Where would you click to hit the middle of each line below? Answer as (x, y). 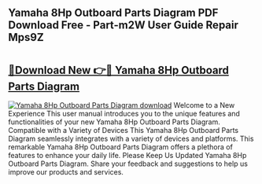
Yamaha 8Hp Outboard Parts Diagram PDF (113, 13)
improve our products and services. (66, 172)
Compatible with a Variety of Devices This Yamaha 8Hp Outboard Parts (123, 130)
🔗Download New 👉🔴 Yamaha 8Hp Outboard (119, 70)
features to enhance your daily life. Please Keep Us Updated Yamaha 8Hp (127, 155)
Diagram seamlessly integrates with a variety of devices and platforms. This (131, 138)
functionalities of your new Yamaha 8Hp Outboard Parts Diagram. (114, 122)
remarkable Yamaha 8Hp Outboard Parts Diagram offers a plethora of (121, 147)
